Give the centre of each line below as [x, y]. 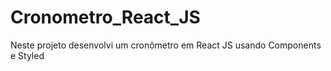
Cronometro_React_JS [105, 17]
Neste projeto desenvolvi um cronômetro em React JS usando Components [166, 45]
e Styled [27, 55]
